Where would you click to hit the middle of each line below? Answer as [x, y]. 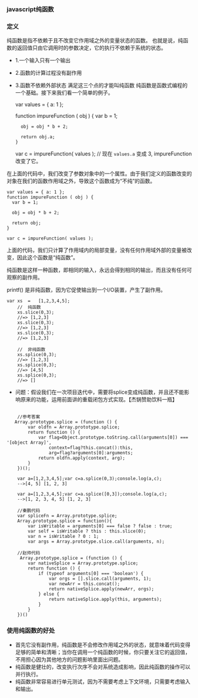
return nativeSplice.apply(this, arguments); [105, 599]
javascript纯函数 [31, 9]
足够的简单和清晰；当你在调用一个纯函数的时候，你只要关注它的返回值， [103, 652]
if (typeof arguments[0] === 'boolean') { [91, 574]
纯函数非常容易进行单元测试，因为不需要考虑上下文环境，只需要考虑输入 [103, 682]
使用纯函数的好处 [31, 631]
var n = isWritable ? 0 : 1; [63, 537]
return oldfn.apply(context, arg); [82, 458]
